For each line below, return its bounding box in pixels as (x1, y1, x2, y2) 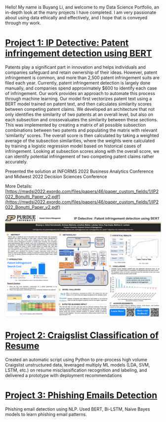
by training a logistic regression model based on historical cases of (5, 143, 142, 149)
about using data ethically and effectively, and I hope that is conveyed (5, 15, 148, 20)
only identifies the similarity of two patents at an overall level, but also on (5, 111, 154, 117)
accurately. (5, 158, 28, 165)
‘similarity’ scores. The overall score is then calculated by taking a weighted (5, 132, 159, 138)
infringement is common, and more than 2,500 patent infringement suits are (5, 74, 160, 81)
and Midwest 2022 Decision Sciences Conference (5, 173, 107, 180)
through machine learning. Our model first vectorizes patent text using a (5, 95, 152, 101)
